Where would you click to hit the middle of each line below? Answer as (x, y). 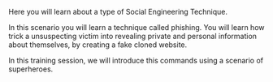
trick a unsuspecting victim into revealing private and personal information (133, 36)
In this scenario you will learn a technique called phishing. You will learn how (136, 27)
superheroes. (31, 69)
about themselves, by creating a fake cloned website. (98, 45)
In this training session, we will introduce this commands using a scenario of (136, 60)
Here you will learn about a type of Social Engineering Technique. (118, 12)
